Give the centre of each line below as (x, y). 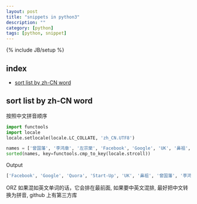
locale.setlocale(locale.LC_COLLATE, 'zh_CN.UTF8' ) (70, 138)
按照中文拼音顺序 (27, 115)
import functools (27, 127)
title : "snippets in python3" (43, 17)
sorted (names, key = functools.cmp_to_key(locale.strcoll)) (78, 154)
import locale (23, 132)
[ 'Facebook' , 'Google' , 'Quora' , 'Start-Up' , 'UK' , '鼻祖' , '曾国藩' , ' (94, 176)
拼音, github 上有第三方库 (47, 195)
